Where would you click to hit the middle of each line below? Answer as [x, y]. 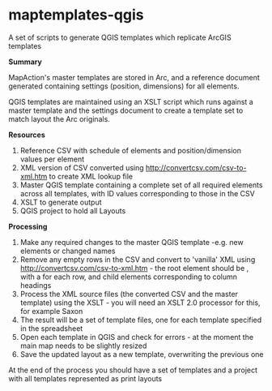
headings [36, 285]
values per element [52, 159]
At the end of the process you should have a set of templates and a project [133, 370]
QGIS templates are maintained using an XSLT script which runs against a [131, 101]
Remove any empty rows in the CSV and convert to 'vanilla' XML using [138, 259]
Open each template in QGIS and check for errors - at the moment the [136, 337]
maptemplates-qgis [76, 15]
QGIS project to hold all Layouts [73, 211]
